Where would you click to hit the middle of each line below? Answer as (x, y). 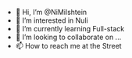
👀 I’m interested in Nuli (52, 20)
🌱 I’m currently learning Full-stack (70, 29)
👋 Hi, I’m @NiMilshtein (51, 12)
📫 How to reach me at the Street (69, 46)
